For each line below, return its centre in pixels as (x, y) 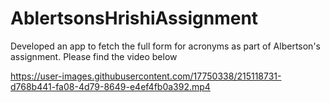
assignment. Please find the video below (94, 56)
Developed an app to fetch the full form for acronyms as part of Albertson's (165, 46)
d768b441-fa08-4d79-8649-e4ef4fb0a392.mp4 (110, 86)
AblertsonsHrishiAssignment (134, 18)
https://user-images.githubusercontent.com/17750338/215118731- (146, 76)
